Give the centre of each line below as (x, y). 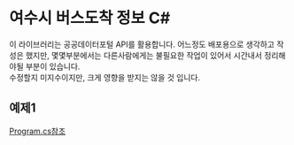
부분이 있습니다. (53, 66)
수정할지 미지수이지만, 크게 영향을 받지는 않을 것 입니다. (105, 77)
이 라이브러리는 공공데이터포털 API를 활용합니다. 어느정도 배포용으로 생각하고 (142, 44)
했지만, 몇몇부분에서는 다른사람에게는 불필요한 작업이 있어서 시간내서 (144, 55)
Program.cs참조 (38, 131)
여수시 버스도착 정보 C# (90, 18)
